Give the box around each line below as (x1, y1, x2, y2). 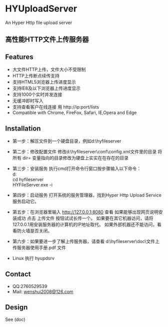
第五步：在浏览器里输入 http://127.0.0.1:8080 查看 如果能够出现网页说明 (12, 208, 158, 215)
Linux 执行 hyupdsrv (12, 255, 55, 261)
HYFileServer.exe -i (12, 181, 52, 187)
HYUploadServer (5, 3, 77, 14)
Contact (5, 270, 31, 278)
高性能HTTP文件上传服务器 (5, 35, 89, 44)
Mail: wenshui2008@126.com (12, 288, 73, 294)
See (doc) (5, 316, 26, 322)
